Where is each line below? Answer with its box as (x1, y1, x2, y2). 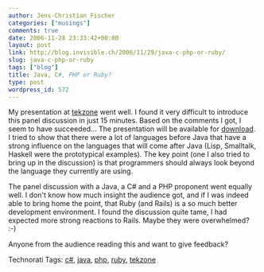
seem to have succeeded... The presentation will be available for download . (8, 124, 256, 134)
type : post (8, 78, 45, 86)
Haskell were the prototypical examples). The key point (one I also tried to (8, 150, 250, 159)
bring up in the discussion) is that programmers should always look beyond (8, 158, 254, 168)
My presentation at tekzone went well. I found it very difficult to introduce (8, 107, 249, 117)
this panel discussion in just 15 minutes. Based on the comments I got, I (8, 116, 242, 126)
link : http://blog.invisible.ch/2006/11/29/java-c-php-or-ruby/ (8, 49, 226, 56)
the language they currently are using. (8, 166, 134, 176)
